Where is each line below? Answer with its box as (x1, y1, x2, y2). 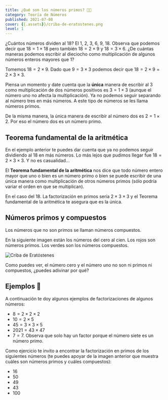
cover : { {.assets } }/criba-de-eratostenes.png (5, 21, 103, 27)
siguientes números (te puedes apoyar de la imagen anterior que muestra (5, 353, 158, 359)
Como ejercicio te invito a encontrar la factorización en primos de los (5, 348, 149, 354)
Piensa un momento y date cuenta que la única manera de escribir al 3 (5, 82, 153, 88)
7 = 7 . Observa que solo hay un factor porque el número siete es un (12, 332, 154, 339)
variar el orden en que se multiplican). (5, 183, 85, 190)
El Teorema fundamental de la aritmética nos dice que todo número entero (5, 167, 163, 173)
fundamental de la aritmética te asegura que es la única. (5, 199, 122, 205)
